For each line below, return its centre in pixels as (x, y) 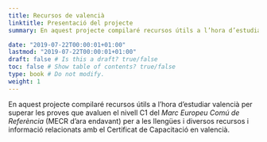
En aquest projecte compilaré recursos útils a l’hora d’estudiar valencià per (130, 104)
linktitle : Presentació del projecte (71, 23)
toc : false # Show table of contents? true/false (92, 67)
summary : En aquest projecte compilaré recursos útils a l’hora (117, 30)
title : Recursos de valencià (56, 15)
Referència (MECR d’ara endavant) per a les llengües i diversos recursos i (128, 121)
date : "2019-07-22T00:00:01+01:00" (67, 44)
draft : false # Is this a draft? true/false (83, 59)
